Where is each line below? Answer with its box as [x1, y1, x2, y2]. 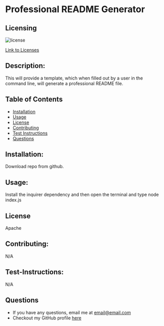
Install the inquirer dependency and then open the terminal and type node [5, 191, 159, 198]
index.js [5, 197, 22, 203]
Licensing [5, 24, 37, 32]
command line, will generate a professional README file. [5, 80, 124, 87]
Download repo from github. [5, 164, 64, 170]
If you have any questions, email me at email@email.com [12, 309, 131, 315]
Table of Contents [5, 95, 63, 104]
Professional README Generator [5, 4, 145, 15]
